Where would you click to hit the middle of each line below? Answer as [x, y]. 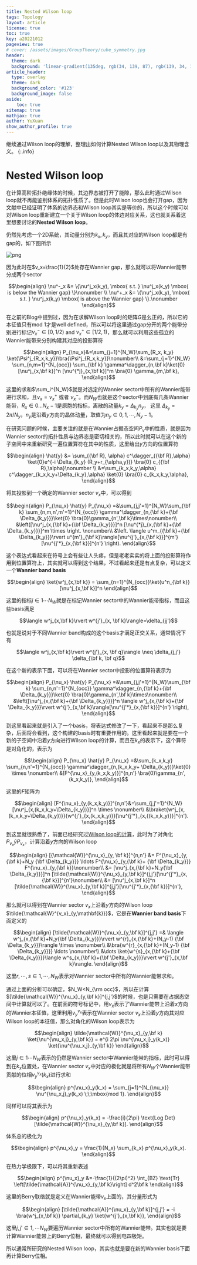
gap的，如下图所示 [29, 243]
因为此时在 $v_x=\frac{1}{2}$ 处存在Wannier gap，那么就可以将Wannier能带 [96, 267]
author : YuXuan [25, 121]
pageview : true [25, 45]
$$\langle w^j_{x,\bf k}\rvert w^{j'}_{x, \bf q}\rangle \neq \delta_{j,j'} [98, 652]
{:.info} [26, 151]
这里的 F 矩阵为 [23, 791]
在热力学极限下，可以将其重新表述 [47, 1166]
